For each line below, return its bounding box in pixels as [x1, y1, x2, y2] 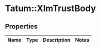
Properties [5, 22, 38, 31]
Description [43, 37, 70, 43]
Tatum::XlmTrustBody [5, 3, 96, 14]
